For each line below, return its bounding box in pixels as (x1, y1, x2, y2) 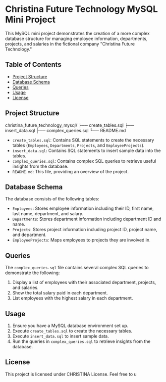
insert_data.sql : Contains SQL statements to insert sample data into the (12, 147, 161, 153)
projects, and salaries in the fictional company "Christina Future (5, 41, 135, 47)
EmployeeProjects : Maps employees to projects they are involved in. (12, 237, 151, 243)
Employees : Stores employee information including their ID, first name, (12, 205, 154, 211)
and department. (12, 232, 47, 238)
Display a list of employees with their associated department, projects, (12, 280, 156, 286)
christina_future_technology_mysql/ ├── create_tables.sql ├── (5, 122, 134, 128)
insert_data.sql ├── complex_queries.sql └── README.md (5, 127, 126, 133)
